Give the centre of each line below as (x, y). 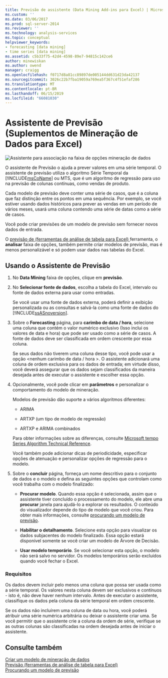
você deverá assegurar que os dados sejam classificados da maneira (84, 369)
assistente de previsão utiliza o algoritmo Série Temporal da (67, 173)
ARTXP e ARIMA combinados (50, 428)
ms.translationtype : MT (30, 84)
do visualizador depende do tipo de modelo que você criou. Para (87, 510)
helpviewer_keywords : (28, 42)
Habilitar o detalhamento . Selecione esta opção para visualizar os (88, 530)
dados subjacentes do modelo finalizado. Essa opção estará (82, 535)
